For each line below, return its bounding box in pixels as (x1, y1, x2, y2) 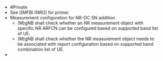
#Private (9, 4, 27, 10)
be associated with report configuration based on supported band (17, 41, 153, 47)
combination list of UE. (17, 47, 64, 52)
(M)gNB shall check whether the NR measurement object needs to (17, 36, 154, 42)
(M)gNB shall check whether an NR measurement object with (17, 20, 143, 26)
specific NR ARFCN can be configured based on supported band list (17, 25, 158, 31)
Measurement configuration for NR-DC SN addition (9, 15, 115, 20)
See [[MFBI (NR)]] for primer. (9, 9, 70, 15)
